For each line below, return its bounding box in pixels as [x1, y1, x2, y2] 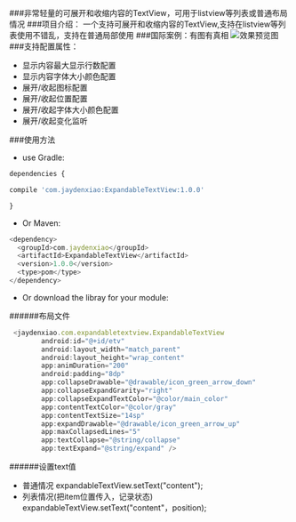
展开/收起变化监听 [21, 116, 88, 126]
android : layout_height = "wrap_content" [41, 353, 185, 362]
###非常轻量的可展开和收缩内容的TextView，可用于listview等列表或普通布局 [9, 8, 288, 18]
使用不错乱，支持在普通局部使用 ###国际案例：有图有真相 [16, 30, 229, 40]
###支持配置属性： [9, 41, 79, 52]
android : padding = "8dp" [41, 370, 125, 379]
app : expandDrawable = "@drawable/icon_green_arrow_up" [41, 419, 241, 429]
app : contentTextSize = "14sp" [41, 411, 145, 420]
